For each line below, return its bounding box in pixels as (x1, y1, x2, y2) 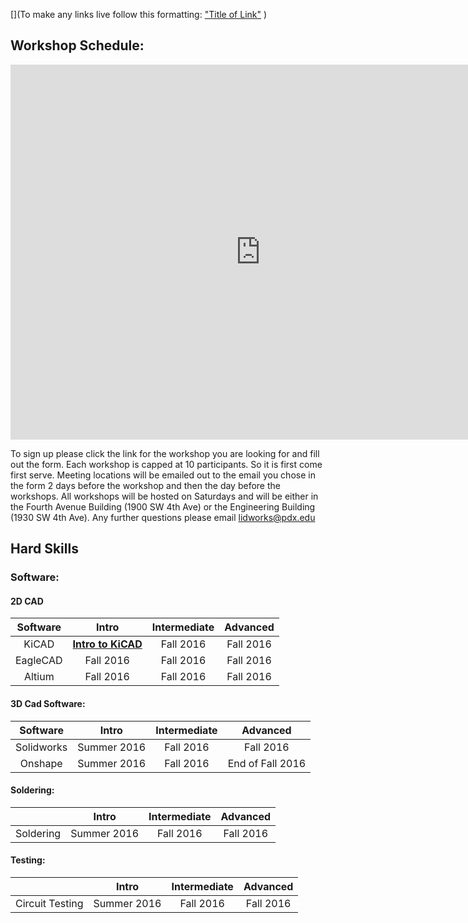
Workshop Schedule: (10, 37, 145, 54)
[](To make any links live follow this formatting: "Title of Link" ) (10, 9, 268, 20)
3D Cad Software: (10, 697, 86, 709)
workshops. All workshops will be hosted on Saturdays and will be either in (10, 490, 319, 502)
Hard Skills (10, 540, 79, 558)
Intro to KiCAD (72, 637, 143, 651)
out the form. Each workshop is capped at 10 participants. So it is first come (10, 458, 323, 470)
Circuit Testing (15, 896, 84, 910)
